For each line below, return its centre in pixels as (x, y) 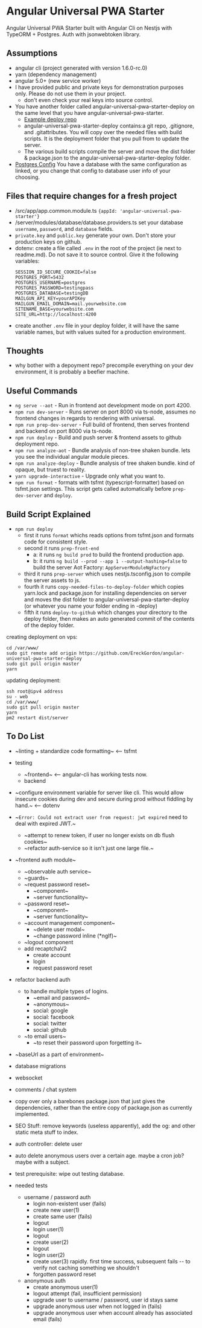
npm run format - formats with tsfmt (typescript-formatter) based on (99, 482)
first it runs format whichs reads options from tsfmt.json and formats (109, 535)
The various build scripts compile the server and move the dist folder (110, 151)
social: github (50, 1029)
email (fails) (47, 1319)
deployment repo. (37, 444)
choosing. (27, 177)
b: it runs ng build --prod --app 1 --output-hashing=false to (110, 561)
